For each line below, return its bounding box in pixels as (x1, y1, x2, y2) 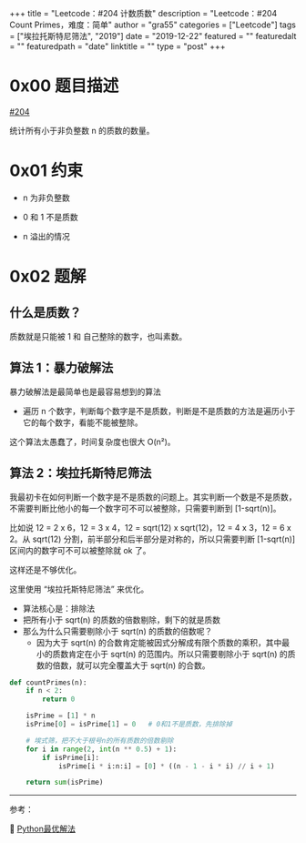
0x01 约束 (9, 160, 84, 181)
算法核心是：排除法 (22, 603, 96, 614)
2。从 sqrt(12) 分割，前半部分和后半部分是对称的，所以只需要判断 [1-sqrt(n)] (9, 533, 296, 544)
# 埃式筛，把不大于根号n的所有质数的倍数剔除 (25, 736, 174, 745)
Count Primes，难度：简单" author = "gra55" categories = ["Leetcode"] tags (9, 19, 296, 30)
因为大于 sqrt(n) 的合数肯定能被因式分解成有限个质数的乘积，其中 (36, 636, 282, 648)
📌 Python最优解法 (9, 823, 76, 835)
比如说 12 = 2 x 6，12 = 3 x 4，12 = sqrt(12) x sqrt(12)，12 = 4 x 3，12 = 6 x (9, 522, 291, 533)
